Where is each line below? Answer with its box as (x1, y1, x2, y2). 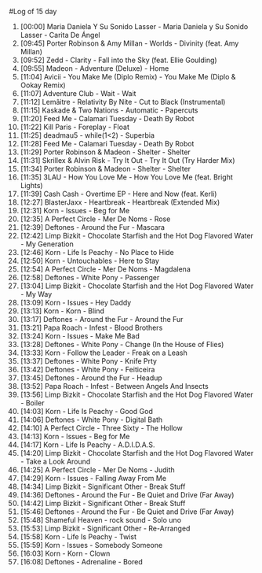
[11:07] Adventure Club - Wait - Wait (20, 89, 136, 98)
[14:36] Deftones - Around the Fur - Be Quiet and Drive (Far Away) (20, 490, 235, 499)
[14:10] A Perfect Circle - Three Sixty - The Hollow (20, 423, 183, 432)
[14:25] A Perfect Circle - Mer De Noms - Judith (20, 465, 175, 475)
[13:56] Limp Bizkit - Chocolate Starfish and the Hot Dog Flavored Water (20, 390, 253, 399)
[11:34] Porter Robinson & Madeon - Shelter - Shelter (20, 165, 191, 173)
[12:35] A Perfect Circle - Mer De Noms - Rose (20, 214, 171, 224)
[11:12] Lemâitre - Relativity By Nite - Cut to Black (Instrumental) (20, 98, 226, 106)
